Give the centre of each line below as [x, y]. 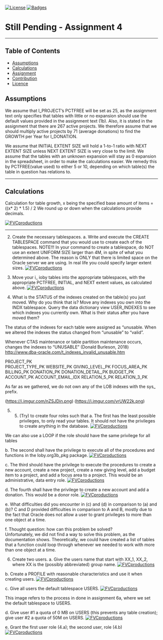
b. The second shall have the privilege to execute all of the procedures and [80, 450]
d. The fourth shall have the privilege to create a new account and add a [77, 490]
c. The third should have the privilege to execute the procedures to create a [81, 465]
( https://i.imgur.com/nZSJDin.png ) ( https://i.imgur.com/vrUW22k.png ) [75, 401]
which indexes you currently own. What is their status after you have [81, 313]
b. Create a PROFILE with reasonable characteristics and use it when [73, 574]
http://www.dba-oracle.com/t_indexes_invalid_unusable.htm [65, 352]
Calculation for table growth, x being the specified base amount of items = [79, 203]
